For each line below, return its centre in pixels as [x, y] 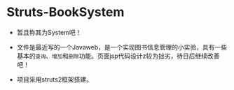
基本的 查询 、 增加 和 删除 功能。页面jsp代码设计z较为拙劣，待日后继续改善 [118, 56]
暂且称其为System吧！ [49, 32]
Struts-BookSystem [66, 12]
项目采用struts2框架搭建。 [54, 79]
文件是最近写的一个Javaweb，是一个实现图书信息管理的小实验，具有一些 [122, 47]
